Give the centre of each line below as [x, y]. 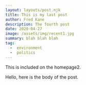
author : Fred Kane [25, 19]
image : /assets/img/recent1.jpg [40, 34]
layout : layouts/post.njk [33, 10]
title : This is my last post [36, 15]
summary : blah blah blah [32, 39]
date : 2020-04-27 [24, 29]
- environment [26, 48]
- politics [23, 52]
